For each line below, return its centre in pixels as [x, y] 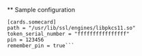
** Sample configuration [41, 10]
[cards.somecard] [32, 22]
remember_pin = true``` [41, 46]
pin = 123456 [26, 40]
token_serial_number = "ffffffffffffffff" [68, 34]
